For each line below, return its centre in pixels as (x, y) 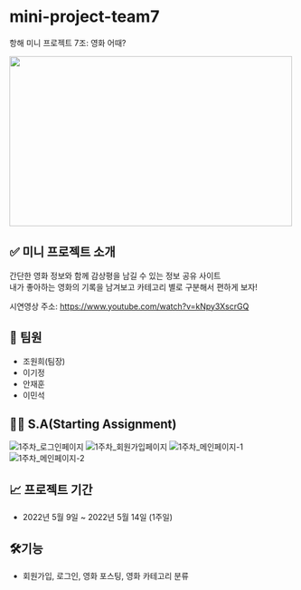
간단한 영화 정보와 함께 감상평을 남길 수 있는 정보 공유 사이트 (115, 276)
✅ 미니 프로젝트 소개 (62, 252)
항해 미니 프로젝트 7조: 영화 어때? (68, 43)
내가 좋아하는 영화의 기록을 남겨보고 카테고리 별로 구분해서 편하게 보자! (133, 286)
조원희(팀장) (44, 361)
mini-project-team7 (85, 17)
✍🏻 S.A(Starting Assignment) (93, 424)
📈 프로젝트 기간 (51, 490)
